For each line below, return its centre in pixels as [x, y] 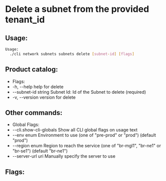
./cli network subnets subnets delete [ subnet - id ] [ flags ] [72, 54]
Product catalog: [32, 70]
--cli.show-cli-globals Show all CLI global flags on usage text [75, 130]
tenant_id [25, 20]
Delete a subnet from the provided [77, 9]
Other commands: [34, 113]
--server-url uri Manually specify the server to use [64, 156]
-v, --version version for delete [44, 97]
